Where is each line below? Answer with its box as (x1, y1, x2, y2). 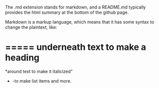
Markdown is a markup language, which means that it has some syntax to (5, 19, 154, 25)
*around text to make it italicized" (5, 68, 73, 74)
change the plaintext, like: (5, 24, 58, 30)
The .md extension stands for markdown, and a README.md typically (5, 4, 146, 10)
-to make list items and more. (12, 78, 72, 84)
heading (5, 52, 40, 63)
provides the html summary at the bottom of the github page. (5, 9, 129, 15)
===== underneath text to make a (5, 42, 146, 53)
